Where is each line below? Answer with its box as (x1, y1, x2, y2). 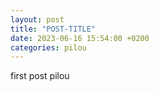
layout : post (10, 14, 65, 25)
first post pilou (10, 70, 70, 82)
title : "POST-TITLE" (10, 24, 97, 34)
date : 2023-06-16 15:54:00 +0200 (10, 33, 150, 43)
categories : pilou (10, 42, 87, 53)
